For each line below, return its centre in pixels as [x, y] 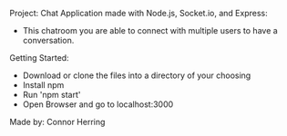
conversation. [48, 40]
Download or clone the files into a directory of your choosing [137, 75]
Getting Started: [40, 58]
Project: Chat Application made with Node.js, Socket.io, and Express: [138, 13]
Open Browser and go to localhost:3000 [98, 104]
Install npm [43, 85]
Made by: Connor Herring [57, 122]
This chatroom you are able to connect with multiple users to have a [150, 30]
